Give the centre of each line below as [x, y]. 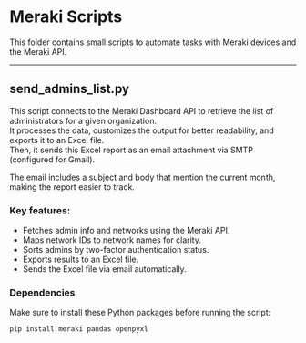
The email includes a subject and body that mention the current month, [143, 177]
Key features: [40, 210]
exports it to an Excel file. [57, 140]
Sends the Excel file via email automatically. [104, 269]
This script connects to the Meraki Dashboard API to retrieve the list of [142, 110]
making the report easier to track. [72, 187]
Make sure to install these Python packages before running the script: [140, 313]
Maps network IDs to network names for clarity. [112, 240]
